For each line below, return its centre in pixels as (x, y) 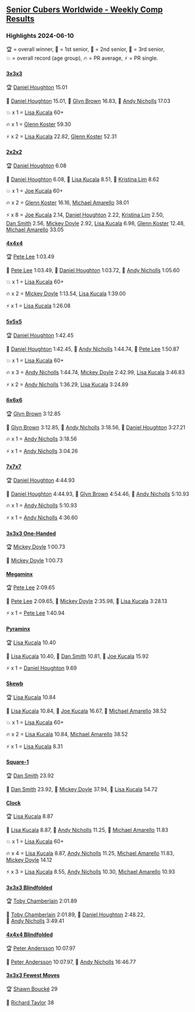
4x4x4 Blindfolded (30, 935)
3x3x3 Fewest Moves (33, 975)
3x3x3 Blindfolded (29, 887)
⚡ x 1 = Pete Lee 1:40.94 (35, 613)
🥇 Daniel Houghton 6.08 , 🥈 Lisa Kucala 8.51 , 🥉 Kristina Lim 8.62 (83, 179)
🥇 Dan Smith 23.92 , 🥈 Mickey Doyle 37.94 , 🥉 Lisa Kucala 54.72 (82, 789)
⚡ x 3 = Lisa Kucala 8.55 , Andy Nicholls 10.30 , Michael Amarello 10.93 (91, 872)
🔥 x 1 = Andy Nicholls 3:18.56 (42, 439)
